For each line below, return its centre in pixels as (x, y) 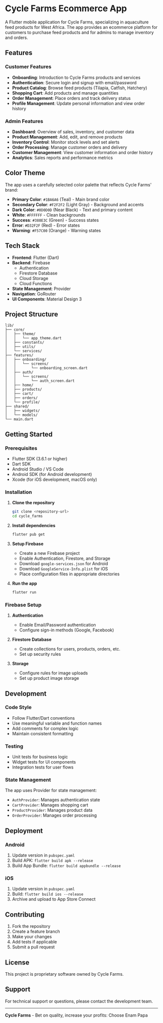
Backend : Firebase (31, 263)
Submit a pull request (33, 947)
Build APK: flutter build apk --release (52, 861)
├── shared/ (17, 407)
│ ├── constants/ (25, 343)
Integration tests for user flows (43, 767)
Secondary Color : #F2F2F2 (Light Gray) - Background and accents (78, 204)
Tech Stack (22, 246)
